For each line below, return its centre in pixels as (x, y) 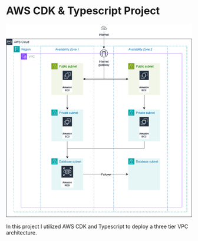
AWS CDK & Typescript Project (83, 11)
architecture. (22, 232)
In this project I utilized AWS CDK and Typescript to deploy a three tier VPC (97, 226)
